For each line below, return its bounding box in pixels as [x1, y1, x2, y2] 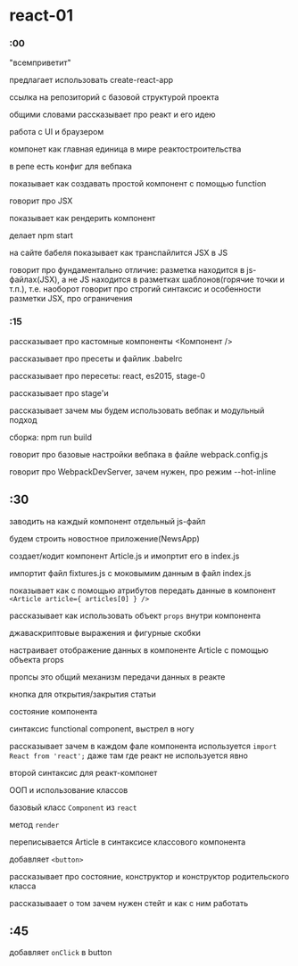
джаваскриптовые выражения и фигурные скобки [9, 627, 201, 638]
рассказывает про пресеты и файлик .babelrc [9, 353, 183, 364]
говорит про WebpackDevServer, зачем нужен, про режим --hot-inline [9, 466, 277, 477]
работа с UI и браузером [9, 127, 104, 137]
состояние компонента [9, 706, 98, 716]
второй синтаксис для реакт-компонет [9, 767, 158, 778]
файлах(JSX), [9, 274, 61, 285]
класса [9, 880, 37, 891]
